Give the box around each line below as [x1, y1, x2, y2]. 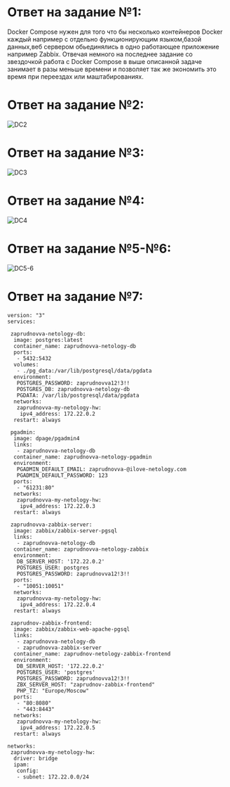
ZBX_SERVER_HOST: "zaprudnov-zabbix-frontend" [16, 681, 156, 688]
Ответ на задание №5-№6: [7, 241, 172, 257]
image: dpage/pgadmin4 [13, 435, 80, 442]
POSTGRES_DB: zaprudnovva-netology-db [16, 385, 130, 392]
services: [7, 318, 36, 325]
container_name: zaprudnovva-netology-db [13, 343, 137, 350]
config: [16, 767, 39, 774]
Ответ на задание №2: [7, 97, 144, 113]
